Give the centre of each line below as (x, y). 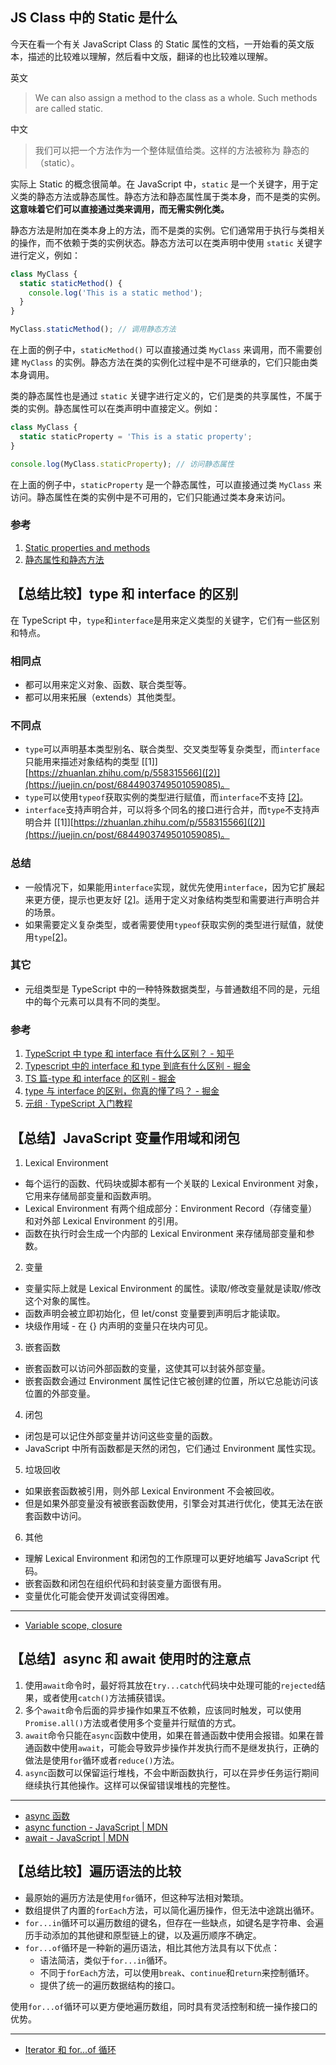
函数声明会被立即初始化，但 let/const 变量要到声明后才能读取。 (155, 1313)
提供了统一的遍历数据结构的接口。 (110, 1985)
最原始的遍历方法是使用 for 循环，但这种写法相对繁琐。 (137, 1897)
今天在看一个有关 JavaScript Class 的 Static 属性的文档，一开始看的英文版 (162, 44)
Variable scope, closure (73, 1625)
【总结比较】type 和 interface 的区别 (124, 594)
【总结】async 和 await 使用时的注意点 (131, 1659)
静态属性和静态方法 (64, 559)
